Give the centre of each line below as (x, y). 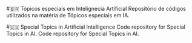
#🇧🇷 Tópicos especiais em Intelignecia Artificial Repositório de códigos (96, 9)
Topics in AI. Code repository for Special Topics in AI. (73, 33)
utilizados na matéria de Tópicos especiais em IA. (68, 15)
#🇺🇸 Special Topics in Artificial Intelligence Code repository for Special (96, 27)
